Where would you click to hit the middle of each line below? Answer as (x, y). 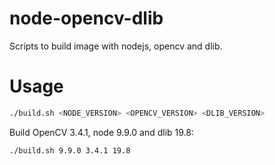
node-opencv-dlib (86, 18)
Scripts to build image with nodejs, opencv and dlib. (116, 46)
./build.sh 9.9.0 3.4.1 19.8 (70, 150)
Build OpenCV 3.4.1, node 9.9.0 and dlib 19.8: (102, 132)
